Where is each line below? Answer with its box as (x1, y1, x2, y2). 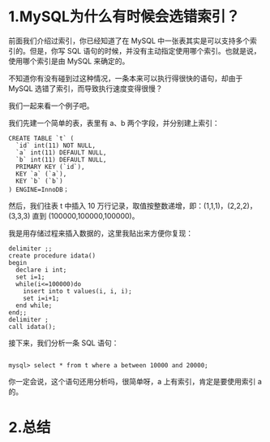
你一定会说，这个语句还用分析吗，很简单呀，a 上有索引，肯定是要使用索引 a (8, 376, 262, 386)
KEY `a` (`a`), (15, 170, 67, 178)
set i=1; (15, 273, 45, 281)
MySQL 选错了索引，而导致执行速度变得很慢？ (8, 83, 164, 93)
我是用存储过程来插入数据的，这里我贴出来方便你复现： (8, 228, 193, 238)
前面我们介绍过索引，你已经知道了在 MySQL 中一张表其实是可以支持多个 (8, 36, 251, 45)
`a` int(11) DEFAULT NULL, (15, 148, 107, 157)
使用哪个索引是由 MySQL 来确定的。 (8, 56, 130, 66)
